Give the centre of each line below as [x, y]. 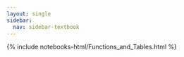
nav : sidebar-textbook [46, 27]
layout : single [29, 14]
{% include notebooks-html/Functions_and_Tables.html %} [92, 47]
